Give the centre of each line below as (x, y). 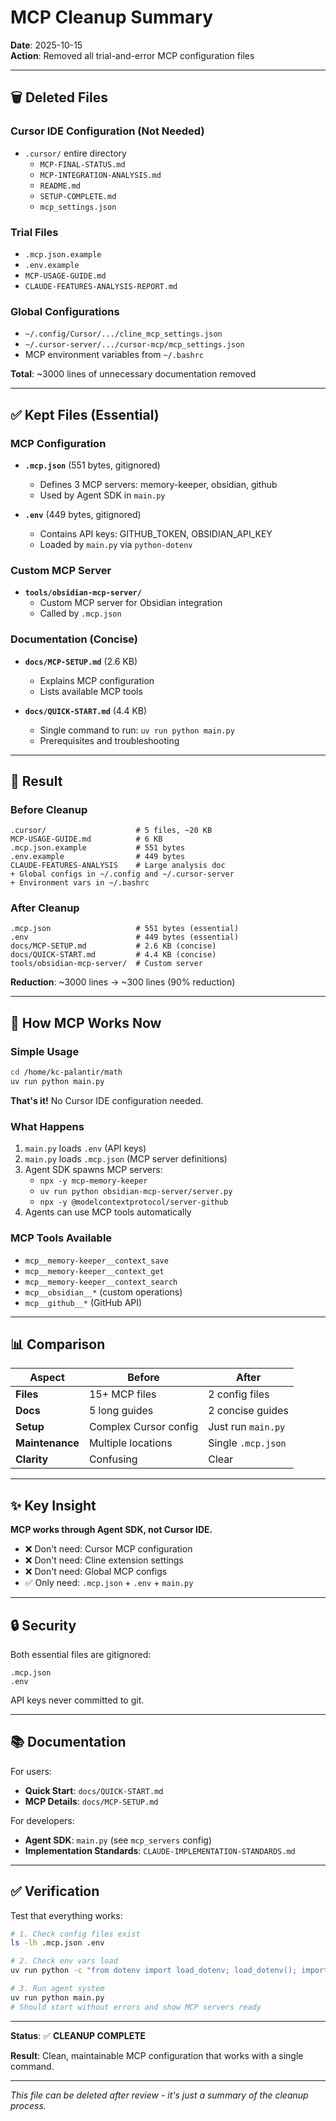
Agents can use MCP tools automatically (108, 1212)
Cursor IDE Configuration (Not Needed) (107, 131)
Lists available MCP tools (91, 691)
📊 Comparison (58, 1344)
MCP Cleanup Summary (112, 17)
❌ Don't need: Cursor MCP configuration (108, 1549)
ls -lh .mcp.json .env (57, 1943)
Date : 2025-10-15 (46, 45)
